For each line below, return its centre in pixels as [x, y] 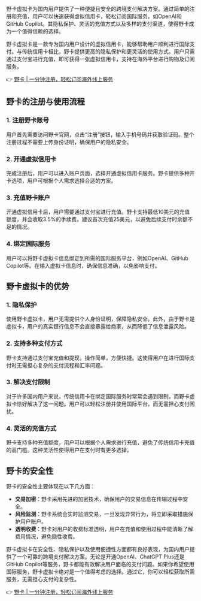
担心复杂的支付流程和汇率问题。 [66, 365]
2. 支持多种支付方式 [34, 343]
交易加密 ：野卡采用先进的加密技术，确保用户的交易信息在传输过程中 [99, 499]
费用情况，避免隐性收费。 [46, 536]
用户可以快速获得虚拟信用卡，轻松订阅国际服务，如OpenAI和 [107, 16]
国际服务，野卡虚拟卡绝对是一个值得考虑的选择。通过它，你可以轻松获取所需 [100, 572]
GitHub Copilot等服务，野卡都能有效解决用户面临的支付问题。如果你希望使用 [100, 564]
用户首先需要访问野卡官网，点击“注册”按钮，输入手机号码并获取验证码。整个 [100, 134]
